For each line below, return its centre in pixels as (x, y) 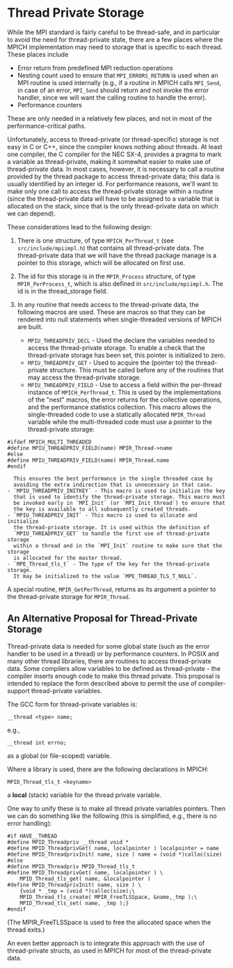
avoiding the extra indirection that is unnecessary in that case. (113, 485)
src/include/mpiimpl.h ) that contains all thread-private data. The (111, 248)
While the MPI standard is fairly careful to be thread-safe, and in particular (114, 32)
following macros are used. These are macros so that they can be (111, 312)
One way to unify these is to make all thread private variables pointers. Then (116, 808)
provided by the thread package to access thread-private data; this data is (114, 176)
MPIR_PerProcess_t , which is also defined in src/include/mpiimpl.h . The (120, 283)
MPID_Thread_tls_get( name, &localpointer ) (85, 879)
